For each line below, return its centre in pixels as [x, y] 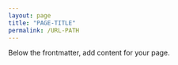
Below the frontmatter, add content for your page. [89, 53]
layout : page [30, 15]
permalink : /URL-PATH [44, 30]
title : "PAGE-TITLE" [42, 23]
